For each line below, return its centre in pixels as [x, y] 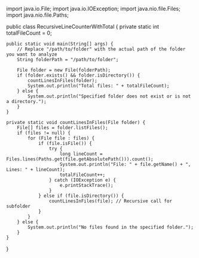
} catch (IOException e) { [82, 180]
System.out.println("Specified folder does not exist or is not [109, 96]
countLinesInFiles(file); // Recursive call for [110, 201]
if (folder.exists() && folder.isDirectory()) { [79, 75]
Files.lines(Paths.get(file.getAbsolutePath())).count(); [80, 159]
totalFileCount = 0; [29, 33]
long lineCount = [81, 154]
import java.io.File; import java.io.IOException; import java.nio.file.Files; [93, 9]
